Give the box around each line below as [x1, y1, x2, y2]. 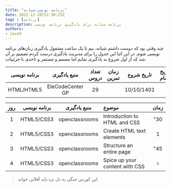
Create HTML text [103, 127, 146, 134]
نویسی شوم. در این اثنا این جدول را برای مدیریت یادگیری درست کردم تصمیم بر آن [5, 50, 160, 57]
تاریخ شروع [127, 71, 152, 78]
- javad [5, 31, 22, 36]
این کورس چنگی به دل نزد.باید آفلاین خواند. [17, 176, 99, 182]
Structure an [103, 142, 133, 149]
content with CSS [103, 163, 145, 170]
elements [103, 133, 126, 141]
